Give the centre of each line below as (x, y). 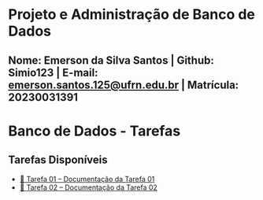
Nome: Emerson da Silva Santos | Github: (111, 60)
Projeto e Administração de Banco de (132, 15)
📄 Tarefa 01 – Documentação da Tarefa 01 (87, 179)
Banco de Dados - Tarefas (94, 131)
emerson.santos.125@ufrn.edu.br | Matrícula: (124, 85)
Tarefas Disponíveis (58, 160)
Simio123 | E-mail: (53, 72)
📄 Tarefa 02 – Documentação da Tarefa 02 (88, 187)
